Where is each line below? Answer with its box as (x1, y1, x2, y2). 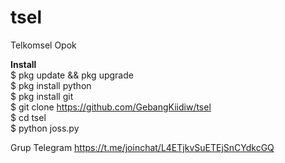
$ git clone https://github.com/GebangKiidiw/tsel (10, 101, 212, 113)
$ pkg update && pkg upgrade (10, 69, 134, 81)
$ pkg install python (10, 79, 92, 91)
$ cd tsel (10, 111, 47, 123)
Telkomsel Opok (10, 39, 77, 51)
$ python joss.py (10, 122, 80, 134)
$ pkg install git (10, 90, 74, 102)
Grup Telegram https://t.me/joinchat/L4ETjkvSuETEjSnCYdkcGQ (10, 141, 275, 153)
